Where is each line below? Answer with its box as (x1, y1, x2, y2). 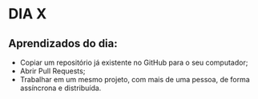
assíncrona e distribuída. (19, 83, 102, 93)
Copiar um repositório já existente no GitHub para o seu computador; (19, 57, 248, 67)
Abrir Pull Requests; (19, 66, 86, 76)
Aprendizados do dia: (8, 37, 118, 50)
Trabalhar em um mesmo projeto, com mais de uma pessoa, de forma (19, 75, 250, 84)
